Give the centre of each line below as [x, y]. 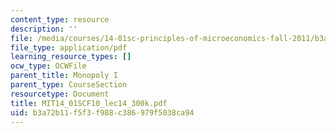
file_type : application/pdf [69, 47]
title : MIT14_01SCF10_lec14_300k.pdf [89, 103]
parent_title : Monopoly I [64, 76]
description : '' [44, 29]
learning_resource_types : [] [71, 57]
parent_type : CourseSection [69, 85]
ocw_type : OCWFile [48, 66]
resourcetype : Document [60, 94]
